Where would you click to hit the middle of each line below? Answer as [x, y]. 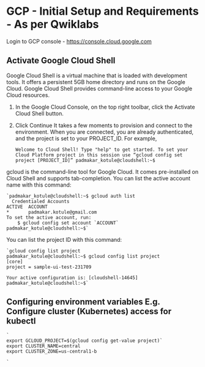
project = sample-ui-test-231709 [49, 267]
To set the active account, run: [49, 217]
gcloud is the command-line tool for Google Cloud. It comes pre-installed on [102, 172]
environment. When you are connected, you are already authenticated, [104, 132]
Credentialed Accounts [41, 201]
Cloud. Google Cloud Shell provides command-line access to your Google [99, 88]
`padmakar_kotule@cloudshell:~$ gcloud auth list [71, 196]
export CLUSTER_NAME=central [43, 346]
